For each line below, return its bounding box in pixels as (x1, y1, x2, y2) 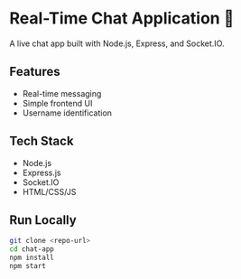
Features (9, 64, 60, 79)
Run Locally (9, 212, 77, 228)
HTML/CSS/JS (22, 186, 77, 197)
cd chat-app (9, 245, 54, 254)
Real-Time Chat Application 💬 (9, 8, 235, 29)
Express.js (22, 167, 61, 178)
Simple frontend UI (22, 98, 93, 108)
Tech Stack (9, 134, 74, 149)
